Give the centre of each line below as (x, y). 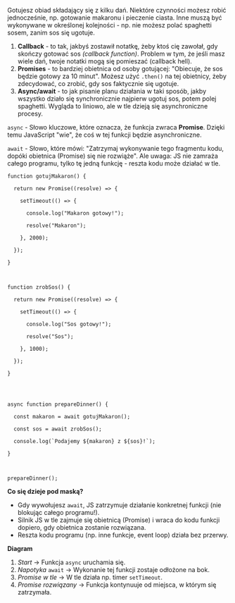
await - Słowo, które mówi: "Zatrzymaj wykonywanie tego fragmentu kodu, (115, 148)
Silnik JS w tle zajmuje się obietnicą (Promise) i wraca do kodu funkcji (119, 520)
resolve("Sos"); (50, 337)
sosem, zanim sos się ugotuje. (51, 32)
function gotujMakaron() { (47, 176)
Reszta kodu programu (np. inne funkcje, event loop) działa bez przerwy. (123, 535)
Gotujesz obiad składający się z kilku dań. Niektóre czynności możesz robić (117, 10)
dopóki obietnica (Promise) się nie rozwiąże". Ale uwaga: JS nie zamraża (113, 156)
